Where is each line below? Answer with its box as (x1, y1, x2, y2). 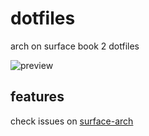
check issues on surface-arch (10, 115, 134, 127)
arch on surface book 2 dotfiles (10, 40, 140, 52)
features (10, 88, 65, 106)
